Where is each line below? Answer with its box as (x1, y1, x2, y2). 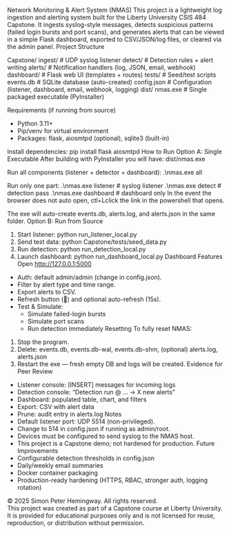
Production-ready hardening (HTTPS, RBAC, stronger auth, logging (17, 476, 208, 484)
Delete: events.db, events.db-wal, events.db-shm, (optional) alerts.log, (17, 345, 219, 353)
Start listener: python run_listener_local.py (17, 231, 137, 238)
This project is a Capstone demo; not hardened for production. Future (17, 439, 215, 448)
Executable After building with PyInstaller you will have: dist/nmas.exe (7, 155, 205, 163)
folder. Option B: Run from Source (7, 217, 103, 225)
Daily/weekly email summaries (17, 461, 103, 469)
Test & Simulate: (17, 303, 63, 310)
